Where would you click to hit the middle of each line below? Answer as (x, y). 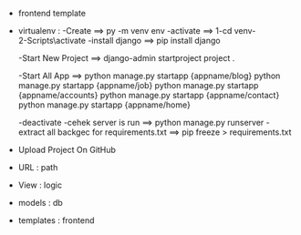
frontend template (52, 13)
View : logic (40, 185)
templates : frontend (56, 220)
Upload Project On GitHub (67, 150)
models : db (41, 203)
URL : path (38, 167)
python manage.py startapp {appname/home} (104, 105)
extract (31, 132)
